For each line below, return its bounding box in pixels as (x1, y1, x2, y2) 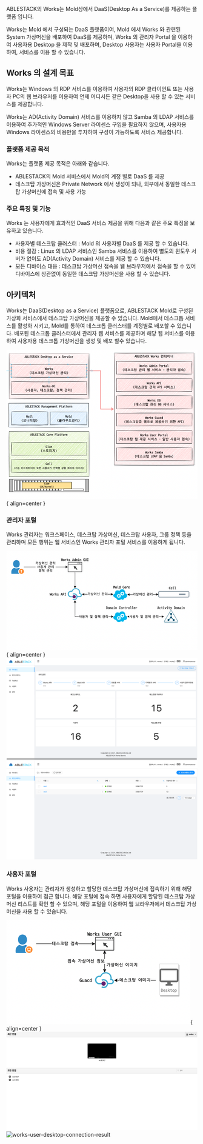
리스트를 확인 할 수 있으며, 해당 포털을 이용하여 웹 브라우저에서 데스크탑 (17, 900, 186, 908)
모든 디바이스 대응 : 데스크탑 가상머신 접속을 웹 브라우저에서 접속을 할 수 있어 (15, 263, 196, 270)
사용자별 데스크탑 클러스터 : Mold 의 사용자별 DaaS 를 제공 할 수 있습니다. (15, 240, 189, 247)
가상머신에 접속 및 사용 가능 (21, 188, 87, 195)
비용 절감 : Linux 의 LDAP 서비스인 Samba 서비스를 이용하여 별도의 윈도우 (15, 247, 190, 255)
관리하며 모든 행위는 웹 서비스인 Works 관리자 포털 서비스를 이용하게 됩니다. (6, 538, 185, 546)
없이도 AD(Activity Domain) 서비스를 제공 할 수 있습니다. (26, 255, 162, 263)
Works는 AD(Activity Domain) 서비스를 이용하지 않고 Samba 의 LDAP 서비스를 (6, 113, 195, 120)
